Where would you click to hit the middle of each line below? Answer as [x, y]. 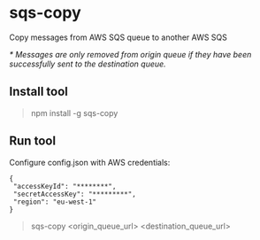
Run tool [32, 141]
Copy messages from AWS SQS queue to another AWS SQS [119, 37]
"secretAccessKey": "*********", [75, 194]
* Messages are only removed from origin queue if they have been [130, 54]
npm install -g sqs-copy [74, 112]
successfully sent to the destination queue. [88, 64]
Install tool [39, 92]
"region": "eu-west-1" [55, 202]
